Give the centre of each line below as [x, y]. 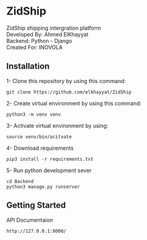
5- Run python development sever [49, 170]
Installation [28, 66]
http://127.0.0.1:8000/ [36, 231]
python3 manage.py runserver [43, 187]
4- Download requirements [40, 148]
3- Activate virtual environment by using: [57, 125]
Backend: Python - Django [39, 41]
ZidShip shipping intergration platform [54, 28]
